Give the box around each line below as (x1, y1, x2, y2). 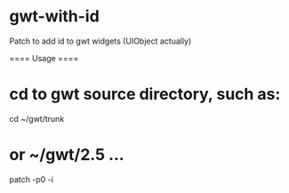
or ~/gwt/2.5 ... (9, 145, 124, 165)
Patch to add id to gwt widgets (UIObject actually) (9, 36, 192, 46)
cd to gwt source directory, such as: (9, 84, 281, 104)
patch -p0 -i (9, 173, 53, 184)
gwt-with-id (9, 6, 100, 27)
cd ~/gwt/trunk (9, 113, 65, 124)
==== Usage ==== (9, 52, 79, 63)
